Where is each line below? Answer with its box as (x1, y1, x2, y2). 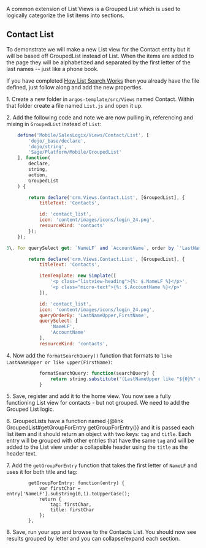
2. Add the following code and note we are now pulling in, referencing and (6, 113, 193, 121)
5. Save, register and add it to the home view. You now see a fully (6, 392, 171, 400)
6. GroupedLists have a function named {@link (6, 418, 124, 425)
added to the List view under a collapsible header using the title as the (6, 443, 188, 451)
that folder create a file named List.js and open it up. (6, 102, 143, 109)
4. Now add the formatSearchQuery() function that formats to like (6, 351, 173, 359)
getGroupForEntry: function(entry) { (28, 480, 124, 486)
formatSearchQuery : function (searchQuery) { (39, 370, 155, 376)
